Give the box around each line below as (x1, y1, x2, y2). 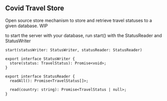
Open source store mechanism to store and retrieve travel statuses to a (5, 17, 152, 23)
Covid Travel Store (5, 4, 64, 13)
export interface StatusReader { (5, 74, 75, 79)
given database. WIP (5, 23, 48, 29)
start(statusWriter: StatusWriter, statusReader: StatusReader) (5, 47, 142, 52)
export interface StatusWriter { (5, 56, 75, 61)
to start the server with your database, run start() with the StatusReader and (5, 32, 162, 38)
